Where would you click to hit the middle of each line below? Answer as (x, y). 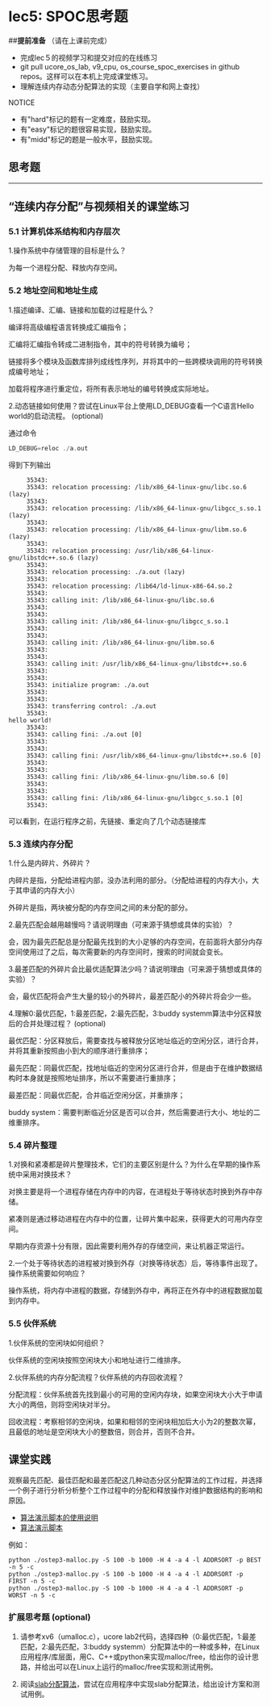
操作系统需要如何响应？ (47, 1273)
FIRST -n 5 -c (32, 1582)
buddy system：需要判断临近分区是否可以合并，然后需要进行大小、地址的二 (134, 1112)
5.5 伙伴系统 (32, 1323)
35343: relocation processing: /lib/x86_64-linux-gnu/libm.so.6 (137, 530)
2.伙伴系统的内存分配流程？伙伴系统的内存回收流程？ (96, 1377)
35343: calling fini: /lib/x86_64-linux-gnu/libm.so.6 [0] (127, 777)
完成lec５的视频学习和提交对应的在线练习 (89, 57)
